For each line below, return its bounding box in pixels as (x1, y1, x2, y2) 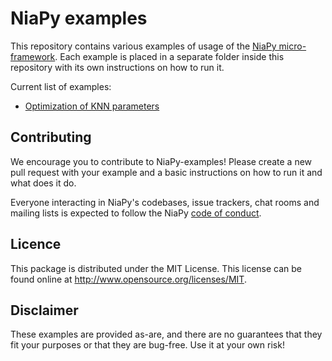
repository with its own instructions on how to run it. (10, 61, 225, 73)
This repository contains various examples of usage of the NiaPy (10, 40, 277, 52)
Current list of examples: (10, 80, 112, 92)
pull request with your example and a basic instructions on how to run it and (10, 166, 323, 178)
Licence (10, 236, 62, 253)
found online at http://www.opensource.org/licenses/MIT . (10, 273, 247, 285)
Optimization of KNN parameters (24, 100, 160, 112)
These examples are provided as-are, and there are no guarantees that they (10, 328, 323, 341)
